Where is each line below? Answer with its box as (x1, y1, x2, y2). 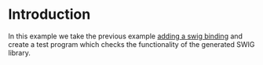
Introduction (8, 5, 91, 23)
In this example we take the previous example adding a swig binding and (8, 31, 243, 41)
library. (8, 48, 31, 57)
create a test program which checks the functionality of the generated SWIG (8, 39, 255, 49)
